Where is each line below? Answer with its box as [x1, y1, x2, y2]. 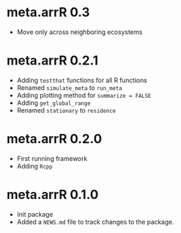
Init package [16, 210, 54, 218]
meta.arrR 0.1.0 [6, 187, 99, 203]
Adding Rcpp [16, 161, 53, 170]
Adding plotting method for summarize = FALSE [16, 91, 151, 99]
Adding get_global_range [16, 98, 91, 107]
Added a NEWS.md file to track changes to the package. [16, 217, 175, 226]
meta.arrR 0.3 [6, 4, 90, 21]
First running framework [16, 154, 88, 163]
